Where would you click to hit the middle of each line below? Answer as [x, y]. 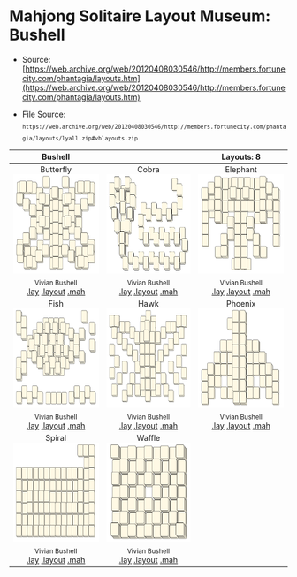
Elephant [241, 170]
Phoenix [241, 304]
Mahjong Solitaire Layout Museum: [140, 16]
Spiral [56, 438]
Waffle [148, 438]
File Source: [44, 114]
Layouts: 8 [241, 157]
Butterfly [56, 170]
